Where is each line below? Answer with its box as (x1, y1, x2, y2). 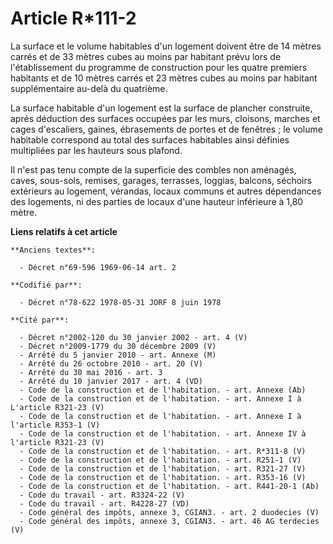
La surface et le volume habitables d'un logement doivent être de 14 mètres (10, 40, 322, 52)
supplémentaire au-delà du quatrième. (10, 82, 168, 94)
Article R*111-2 (10, 7, 137, 30)
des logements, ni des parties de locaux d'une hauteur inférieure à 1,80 (10, 195, 304, 207)
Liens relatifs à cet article (10, 225, 118, 237)
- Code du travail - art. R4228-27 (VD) (19, 498, 190, 509)
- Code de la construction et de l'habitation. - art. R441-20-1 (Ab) (19, 481, 320, 491)
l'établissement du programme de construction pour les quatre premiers (10, 61, 308, 73)
